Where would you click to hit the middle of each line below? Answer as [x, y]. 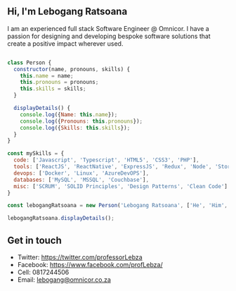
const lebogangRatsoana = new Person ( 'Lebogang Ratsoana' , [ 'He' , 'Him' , [118, 206]
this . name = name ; [47, 76]
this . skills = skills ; [53, 89]
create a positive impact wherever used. [65, 43]
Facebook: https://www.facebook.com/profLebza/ [90, 265]
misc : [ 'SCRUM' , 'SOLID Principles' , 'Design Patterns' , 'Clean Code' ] [121, 186]
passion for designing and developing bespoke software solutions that [109, 36]
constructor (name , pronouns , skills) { [72, 69]
